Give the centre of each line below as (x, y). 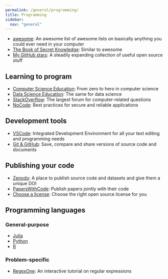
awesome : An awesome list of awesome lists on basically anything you (87, 39)
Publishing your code (40, 166)
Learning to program (39, 76)
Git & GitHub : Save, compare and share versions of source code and (85, 144)
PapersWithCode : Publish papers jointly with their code (71, 189)
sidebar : (15, 19)
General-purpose (27, 225)
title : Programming (26, 15)
